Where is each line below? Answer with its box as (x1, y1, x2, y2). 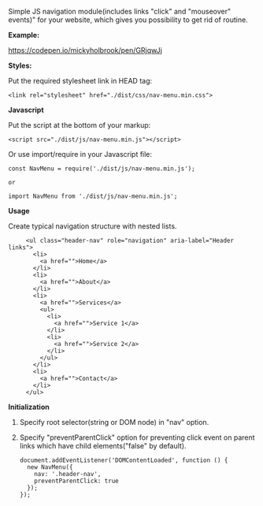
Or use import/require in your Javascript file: (8, 150, 152, 158)
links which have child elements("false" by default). (19, 441, 187, 450)
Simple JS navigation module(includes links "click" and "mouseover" (8, 7, 231, 16)
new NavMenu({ (27, 463, 73, 471)
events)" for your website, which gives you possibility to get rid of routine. (8, 15, 248, 24)
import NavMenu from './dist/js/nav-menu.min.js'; (8, 192, 178, 200)
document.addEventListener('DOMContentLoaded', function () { (19, 456, 228, 464)
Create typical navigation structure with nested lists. (8, 221, 177, 231)
